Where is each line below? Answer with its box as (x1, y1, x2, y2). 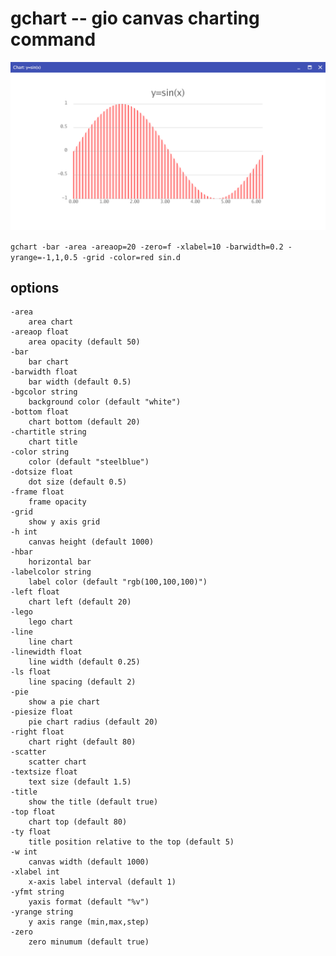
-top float (10, 807, 56, 817)
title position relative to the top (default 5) (28, 837, 235, 847)
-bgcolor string (10, 387, 78, 397)
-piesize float (10, 707, 74, 717)
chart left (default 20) (28, 597, 132, 607)
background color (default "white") (28, 397, 182, 407)
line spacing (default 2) (28, 677, 137, 687)
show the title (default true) (28, 797, 159, 807)
